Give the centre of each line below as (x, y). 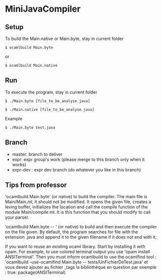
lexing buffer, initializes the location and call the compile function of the (77, 207)
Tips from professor (36, 185)
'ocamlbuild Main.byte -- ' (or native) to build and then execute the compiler (81, 227)
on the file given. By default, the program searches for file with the (72, 232)
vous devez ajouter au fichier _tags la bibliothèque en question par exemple (81, 267)
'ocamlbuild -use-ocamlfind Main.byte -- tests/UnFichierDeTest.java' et (77, 262)
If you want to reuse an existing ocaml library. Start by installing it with (75, 246)
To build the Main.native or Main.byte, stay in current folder (64, 38)
